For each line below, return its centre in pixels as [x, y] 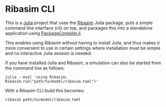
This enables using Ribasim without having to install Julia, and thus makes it [83, 42]
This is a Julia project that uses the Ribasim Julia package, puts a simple [79, 23]
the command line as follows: [35, 68]
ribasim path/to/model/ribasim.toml [43, 100]
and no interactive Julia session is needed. [49, 53]
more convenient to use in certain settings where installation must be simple [83, 48]
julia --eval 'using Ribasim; [36, 77]
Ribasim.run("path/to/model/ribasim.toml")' [52, 81]
